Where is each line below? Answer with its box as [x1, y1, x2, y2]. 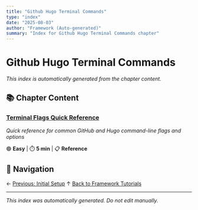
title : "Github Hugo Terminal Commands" [6, 8, 107, 15]
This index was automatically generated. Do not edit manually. [6, 196, 159, 204]
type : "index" [6, 14, 41, 20]
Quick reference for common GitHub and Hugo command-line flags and [6, 127, 181, 134]
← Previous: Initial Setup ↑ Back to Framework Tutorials [6, 180, 142, 187]
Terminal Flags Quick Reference [6, 114, 100, 122]
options [6, 133, 25, 140]
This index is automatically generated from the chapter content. [6, 75, 161, 82]
